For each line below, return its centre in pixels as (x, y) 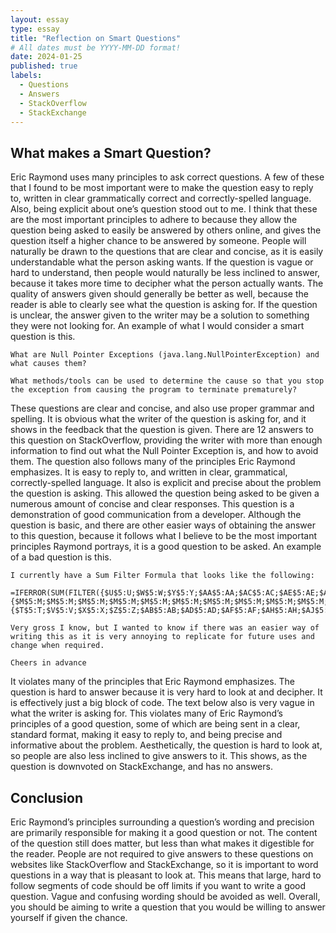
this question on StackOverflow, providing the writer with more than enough (166, 440)
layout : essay (40, 19)
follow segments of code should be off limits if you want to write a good (158, 885)
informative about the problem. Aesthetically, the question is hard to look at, (166, 745)
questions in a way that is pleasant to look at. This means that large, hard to (166, 875)
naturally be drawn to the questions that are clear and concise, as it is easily (167, 252)
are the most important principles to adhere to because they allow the (154, 220)
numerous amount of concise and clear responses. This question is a (152, 504)
